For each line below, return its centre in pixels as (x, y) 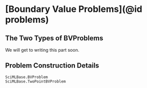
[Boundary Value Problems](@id (74, 9)
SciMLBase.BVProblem (27, 77)
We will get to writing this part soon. (42, 50)
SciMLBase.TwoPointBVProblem (35, 81)
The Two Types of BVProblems (54, 38)
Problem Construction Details (52, 66)
